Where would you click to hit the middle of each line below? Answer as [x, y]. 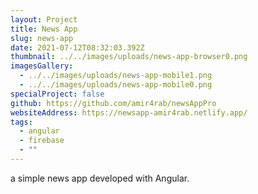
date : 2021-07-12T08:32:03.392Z [77, 47]
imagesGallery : [42, 66]
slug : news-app [42, 38]
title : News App [44, 29]
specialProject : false [57, 94]
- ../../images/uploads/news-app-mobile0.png [116, 85]
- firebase [42, 141]
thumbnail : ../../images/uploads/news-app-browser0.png [129, 57]
